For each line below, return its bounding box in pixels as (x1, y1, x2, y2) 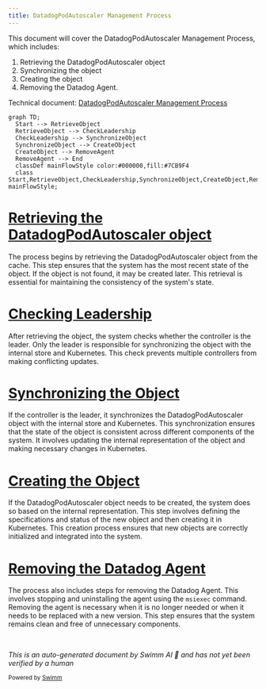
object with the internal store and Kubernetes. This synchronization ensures (8, 419, 256, 428)
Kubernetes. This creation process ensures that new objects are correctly (8, 523, 249, 533)
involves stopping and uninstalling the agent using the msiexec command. (8, 594, 248, 603)
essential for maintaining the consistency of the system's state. (8, 277, 215, 286)
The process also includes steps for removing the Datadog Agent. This (8, 586, 239, 595)
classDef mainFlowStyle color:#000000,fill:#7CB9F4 (15, 162, 190, 170)
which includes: (8, 41, 59, 52)
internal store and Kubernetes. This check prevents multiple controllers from (8, 348, 257, 358)
